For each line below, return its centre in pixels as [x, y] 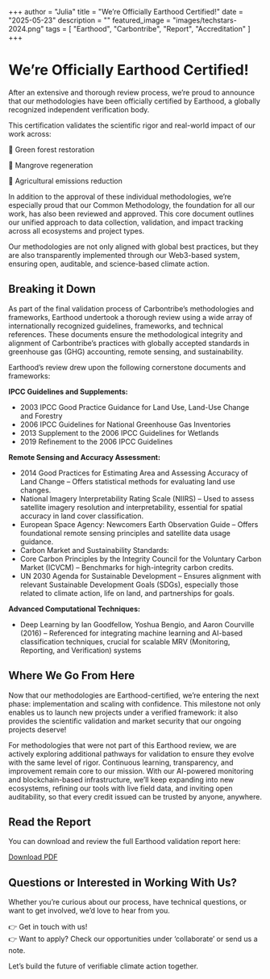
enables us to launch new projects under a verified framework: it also [123, 712]
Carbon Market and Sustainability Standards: [94, 550]
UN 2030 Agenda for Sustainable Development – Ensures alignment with [141, 576]
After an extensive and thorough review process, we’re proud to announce [132, 92]
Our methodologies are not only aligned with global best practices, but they [134, 247]
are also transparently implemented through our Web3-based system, [124, 255]
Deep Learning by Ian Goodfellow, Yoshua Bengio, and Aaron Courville [137, 624]
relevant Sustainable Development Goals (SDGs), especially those [129, 584]
